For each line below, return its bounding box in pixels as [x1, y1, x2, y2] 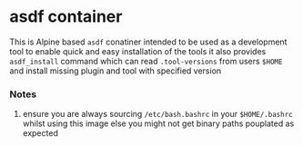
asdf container [9, 6, 123, 27]
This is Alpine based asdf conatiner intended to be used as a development [9, 36, 288, 47]
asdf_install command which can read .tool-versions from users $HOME [9, 55, 283, 66]
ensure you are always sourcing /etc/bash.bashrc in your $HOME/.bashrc [22, 109, 293, 120]
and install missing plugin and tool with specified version [9, 65, 222, 76]
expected [22, 128, 59, 139]
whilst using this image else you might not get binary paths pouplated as [22, 118, 295, 129]
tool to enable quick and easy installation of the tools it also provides [9, 45, 267, 56]
